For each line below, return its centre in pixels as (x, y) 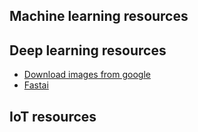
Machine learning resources (99, 16)
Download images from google (87, 75)
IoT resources (53, 116)
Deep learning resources (88, 50)
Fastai (36, 85)
